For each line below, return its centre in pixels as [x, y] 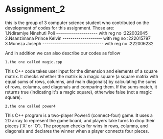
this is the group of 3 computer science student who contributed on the [77, 23]
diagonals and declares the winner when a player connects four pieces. [77, 131]
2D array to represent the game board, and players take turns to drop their [80, 120]
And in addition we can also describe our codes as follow [63, 53]
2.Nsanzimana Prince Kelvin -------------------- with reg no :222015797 [78, 38]
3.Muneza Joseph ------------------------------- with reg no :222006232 [80, 43]
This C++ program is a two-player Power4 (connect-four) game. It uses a [79, 115]
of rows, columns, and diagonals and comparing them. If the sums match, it [81, 86]
